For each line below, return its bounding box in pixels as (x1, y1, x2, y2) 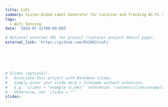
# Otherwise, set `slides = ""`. (5, 89, 79, 94)
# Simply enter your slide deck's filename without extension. (5, 80, 144, 85)
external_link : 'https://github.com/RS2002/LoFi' (5, 40, 111, 45)
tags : (5, 17, 16, 22)
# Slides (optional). (5, 71, 50, 76)
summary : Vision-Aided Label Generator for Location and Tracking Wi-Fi (5, 12, 160, 17)
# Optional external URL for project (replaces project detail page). (5, 35, 155, 40)
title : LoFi (5, 7, 30, 13)
